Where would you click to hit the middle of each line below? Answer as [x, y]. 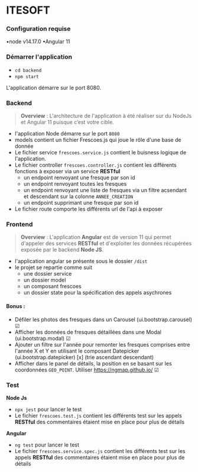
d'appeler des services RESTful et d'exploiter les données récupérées [106, 244]
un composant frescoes [52, 286]
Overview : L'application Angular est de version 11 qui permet [96, 237]
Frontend [20, 224]
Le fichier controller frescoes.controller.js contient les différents [95, 165]
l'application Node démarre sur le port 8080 [67, 134]
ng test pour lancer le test [47, 445]
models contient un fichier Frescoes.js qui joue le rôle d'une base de [98, 140]
